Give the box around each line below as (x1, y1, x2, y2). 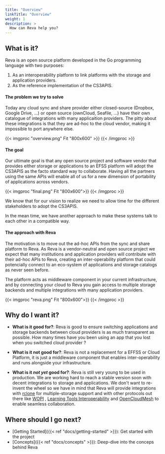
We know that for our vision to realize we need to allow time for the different (5, 198, 159, 204)
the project (12, 434, 34, 440)
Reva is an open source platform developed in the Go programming (5, 57, 141, 63)
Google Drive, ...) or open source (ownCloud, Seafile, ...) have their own (5, 110, 150, 116)
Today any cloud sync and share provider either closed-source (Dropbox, (5, 105, 154, 111)
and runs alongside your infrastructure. (12, 360, 92, 366)
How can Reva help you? (9, 26, 58, 31)
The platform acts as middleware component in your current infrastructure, (5, 276, 157, 282)
